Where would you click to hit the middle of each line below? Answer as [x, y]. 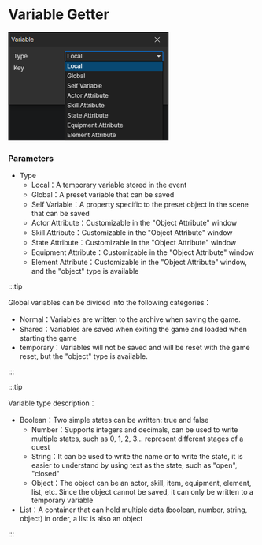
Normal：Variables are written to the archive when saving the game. [130, 319]
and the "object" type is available [85, 271]
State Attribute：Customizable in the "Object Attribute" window [134, 243]
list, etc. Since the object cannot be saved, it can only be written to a [142, 492]
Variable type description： [52, 403]
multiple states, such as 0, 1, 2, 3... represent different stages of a [137, 439]
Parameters [31, 158]
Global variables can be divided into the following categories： [110, 303]
